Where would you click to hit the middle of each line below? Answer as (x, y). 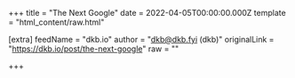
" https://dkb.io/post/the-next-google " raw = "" (94, 49)
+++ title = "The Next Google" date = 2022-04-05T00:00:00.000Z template (147, 13)
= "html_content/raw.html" (56, 22)
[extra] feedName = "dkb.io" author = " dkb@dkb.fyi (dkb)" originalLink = (141, 39)
